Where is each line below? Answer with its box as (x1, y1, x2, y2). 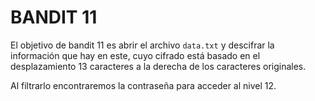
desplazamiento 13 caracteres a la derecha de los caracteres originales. (10, 60, 307, 72)
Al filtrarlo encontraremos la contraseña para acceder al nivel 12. (10, 79, 277, 91)
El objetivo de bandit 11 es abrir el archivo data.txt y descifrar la (10, 39, 275, 51)
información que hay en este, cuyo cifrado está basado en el (10, 49, 261, 61)
